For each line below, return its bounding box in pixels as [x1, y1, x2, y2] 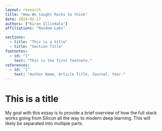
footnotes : [5, 48, 28, 54]
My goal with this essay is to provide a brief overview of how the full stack [5, 110, 158, 116]
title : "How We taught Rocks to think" [5, 12, 88, 17]
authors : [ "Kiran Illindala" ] [5, 21, 68, 26]
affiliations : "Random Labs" [5, 26, 66, 31]
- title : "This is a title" [9, 39, 68, 45]
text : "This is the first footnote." [14, 58, 92, 63]
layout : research [5, 7, 41, 12]
